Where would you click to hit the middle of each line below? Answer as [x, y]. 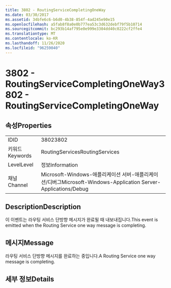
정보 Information [59, 165]
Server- [151, 182]
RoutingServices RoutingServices [80, 152]
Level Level [21, 165]
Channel [18, 185]
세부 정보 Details [30, 279]
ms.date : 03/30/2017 [27, 15]
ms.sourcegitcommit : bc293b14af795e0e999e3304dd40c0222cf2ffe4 [74, 29]
